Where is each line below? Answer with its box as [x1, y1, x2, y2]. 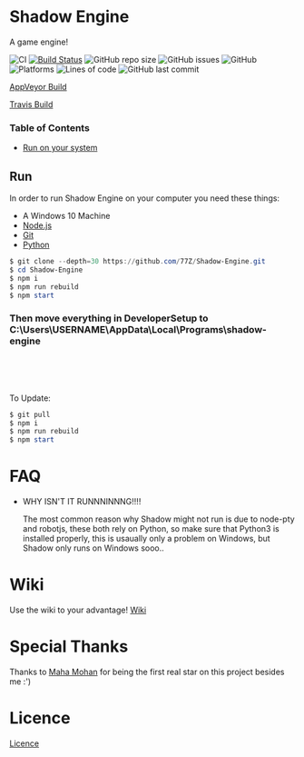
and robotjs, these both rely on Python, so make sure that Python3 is [22, 523, 279, 534]
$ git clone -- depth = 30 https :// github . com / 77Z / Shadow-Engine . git [9, 257, 266, 266]
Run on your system [22, 143, 98, 154]
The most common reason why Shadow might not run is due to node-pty [22, 513, 295, 524]
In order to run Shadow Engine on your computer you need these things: [9, 193, 279, 204]
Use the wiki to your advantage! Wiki [9, 604, 147, 615]
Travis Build [9, 98, 54, 110]
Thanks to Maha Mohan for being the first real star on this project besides [9, 666, 285, 678]
